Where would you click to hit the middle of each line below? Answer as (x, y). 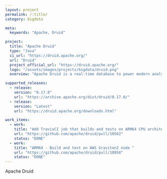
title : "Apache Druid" (33, 46)
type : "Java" (23, 51)
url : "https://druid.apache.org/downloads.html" (65, 111)
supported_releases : (27, 83)
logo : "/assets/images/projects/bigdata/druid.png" (64, 70)
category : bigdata (24, 19)
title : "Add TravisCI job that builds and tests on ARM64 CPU (80, 129)
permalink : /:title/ (27, 14)
